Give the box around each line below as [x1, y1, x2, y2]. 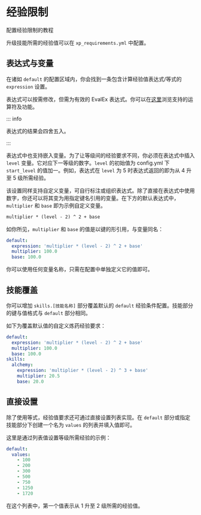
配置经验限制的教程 [6, 26, 54, 34]
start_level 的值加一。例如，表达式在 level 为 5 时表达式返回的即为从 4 [6, 166, 185, 174]
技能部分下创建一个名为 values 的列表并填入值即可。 [6, 421, 136, 428]
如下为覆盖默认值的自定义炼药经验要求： [6, 322, 106, 329]
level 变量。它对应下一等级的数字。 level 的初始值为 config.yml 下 [6, 159, 170, 166]
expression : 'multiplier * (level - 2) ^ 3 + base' [17, 368, 148, 374]
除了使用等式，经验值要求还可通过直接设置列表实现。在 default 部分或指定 [6, 414, 190, 421]
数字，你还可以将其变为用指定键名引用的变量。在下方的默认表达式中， [6, 194, 179, 201]
